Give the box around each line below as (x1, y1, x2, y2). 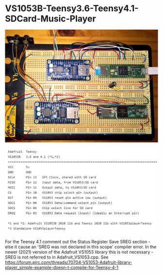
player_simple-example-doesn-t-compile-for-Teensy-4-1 (5, 264, 119, 270)
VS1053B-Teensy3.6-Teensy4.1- (5, 3, 139, 14)
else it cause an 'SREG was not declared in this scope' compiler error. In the (5, 243, 157, 250)
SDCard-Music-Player (5, 13, 96, 24)
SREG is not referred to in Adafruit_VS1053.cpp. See (5, 254, 109, 260)
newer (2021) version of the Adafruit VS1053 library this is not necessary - (5, 249, 154, 255)
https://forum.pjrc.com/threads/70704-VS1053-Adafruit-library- (5, 259, 132, 265)
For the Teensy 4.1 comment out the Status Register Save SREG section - (5, 239, 150, 244)
